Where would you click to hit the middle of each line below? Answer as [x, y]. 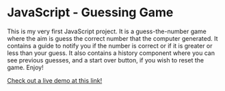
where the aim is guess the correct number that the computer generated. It [112, 38]
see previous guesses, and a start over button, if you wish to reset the [105, 60]
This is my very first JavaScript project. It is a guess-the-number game [107, 31]
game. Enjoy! [25, 67]
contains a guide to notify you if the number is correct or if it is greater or [110, 45]
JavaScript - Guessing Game [90, 13]
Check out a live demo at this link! [55, 80]
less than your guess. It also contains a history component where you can [111, 53]
